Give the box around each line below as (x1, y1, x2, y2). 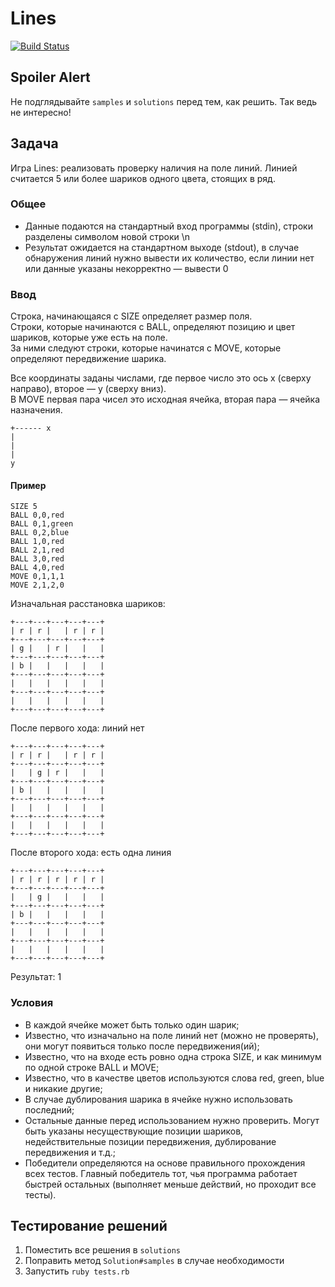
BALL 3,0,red (10, 554, 65, 564)
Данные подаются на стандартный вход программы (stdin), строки (24, 220, 313, 232)
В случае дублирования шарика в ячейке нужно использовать (24, 1093, 293, 1105)
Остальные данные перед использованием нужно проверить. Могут (24, 1114, 320, 1126)
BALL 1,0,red (10, 537, 65, 547)
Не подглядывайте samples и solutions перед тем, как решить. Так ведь (10, 95, 318, 107)
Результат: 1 (10, 971, 62, 983)
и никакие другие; (24, 1082, 103, 1094)
